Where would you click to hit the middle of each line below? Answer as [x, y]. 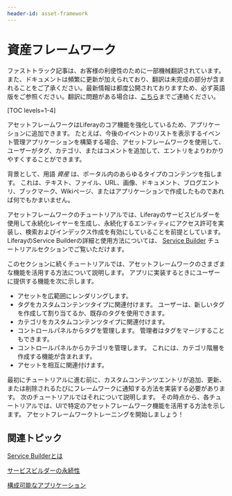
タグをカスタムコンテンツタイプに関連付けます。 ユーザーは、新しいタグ [121, 304]
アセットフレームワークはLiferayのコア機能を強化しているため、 [99, 125]
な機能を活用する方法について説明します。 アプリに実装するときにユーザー [114, 272]
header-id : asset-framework [48, 13]
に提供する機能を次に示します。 [53, 281]
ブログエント [202, 182]
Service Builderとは [35, 456]
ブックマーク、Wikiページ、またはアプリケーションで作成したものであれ [122, 191]
